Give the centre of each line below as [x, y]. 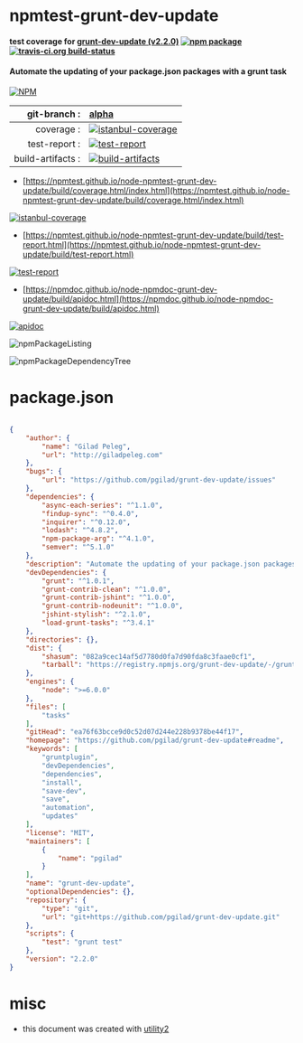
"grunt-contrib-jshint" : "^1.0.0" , [109, 597]
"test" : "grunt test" [83, 942]
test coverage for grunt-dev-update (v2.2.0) [94, 41]
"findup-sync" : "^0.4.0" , [91, 513]
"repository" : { [56, 900]
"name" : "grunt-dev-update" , [80, 883]
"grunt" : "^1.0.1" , [78, 581]
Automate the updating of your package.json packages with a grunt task [148, 71]
